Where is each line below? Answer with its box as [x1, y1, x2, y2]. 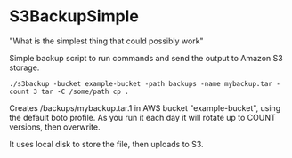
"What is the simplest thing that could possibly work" [9, 36, 204, 46]
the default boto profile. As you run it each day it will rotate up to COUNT [9, 112, 276, 122]
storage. [9, 62, 40, 73]
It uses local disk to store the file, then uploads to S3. [9, 138, 204, 149]
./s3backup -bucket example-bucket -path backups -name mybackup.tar [9, 79, 273, 88]
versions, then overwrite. [9, 122, 101, 132]
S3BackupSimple [9, 6, 140, 27]
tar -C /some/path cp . [41, 87, 129, 96]
